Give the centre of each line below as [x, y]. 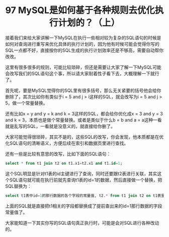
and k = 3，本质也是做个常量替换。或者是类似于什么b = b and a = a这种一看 [83, 120]
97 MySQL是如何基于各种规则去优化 [80, 10]
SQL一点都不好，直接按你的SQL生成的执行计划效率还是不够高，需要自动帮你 [84, 50]
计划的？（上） [89, 23]
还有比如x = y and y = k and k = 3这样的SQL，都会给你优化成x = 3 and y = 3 [84, 113]
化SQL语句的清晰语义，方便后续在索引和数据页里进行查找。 [67, 143]
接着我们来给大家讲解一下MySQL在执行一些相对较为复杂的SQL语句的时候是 [83, 38]
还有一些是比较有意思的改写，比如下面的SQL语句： [58, 154]
